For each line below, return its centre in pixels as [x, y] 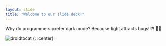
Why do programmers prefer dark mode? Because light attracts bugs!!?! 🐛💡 [84, 28]
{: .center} [43, 38]
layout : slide [20, 10]
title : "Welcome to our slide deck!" [45, 14]
